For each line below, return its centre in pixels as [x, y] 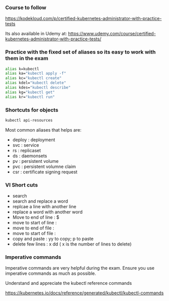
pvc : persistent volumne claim [44, 166]
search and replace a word [40, 201]
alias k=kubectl [22, 69]
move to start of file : [34, 233]
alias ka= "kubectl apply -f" [36, 74]
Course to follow [26, 8]
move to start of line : [34, 223]
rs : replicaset [27, 150]
